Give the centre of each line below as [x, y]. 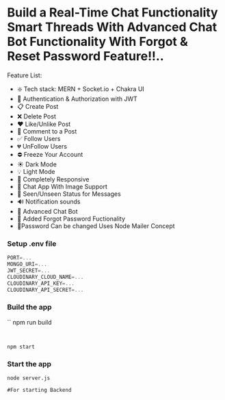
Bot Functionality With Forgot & [97, 42]
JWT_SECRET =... [29, 271]
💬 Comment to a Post [47, 131]
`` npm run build [29, 322]
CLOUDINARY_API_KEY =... [41, 283]
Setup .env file [32, 243]
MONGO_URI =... [27, 264]
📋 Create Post [38, 106]
